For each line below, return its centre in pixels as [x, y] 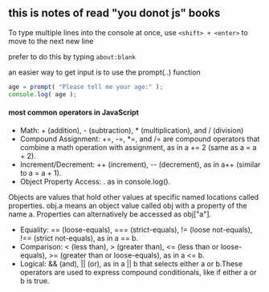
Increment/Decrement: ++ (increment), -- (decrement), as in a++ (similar [140, 164]
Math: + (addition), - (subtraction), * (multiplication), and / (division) [132, 130]
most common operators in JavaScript [73, 112]
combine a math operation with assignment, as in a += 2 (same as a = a [138, 147]
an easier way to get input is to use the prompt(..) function [104, 72]
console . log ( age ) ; [43, 94]
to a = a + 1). [41, 172]
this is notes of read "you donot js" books [114, 13]
